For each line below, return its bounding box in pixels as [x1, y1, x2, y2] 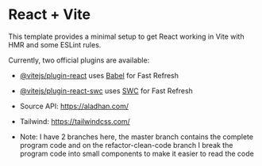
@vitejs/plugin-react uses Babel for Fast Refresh [19, 70, 179, 80]
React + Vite [8, 6, 91, 24]
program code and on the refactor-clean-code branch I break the [19, 140, 233, 149]
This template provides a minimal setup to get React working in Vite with [8, 32, 245, 41]
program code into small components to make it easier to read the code [19, 149, 254, 158]
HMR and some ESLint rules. [8, 40, 102, 49]
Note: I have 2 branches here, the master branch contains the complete [19, 132, 254, 141]
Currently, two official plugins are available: [8, 55, 150, 65]
